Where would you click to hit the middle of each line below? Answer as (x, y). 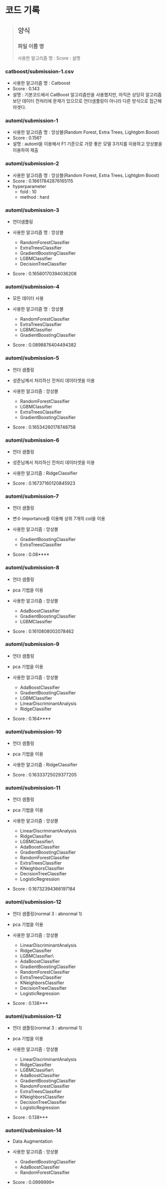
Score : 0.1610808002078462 (43, 631)
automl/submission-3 (32, 210)
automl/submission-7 (32, 496)
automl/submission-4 (32, 286)
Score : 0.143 (26, 89)
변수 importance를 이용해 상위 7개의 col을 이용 (59, 519)
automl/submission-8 (32, 568)
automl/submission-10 (33, 732)
